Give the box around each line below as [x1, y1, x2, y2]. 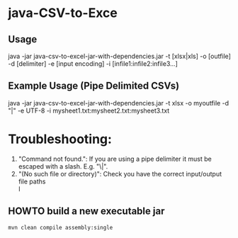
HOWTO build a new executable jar [8, 205, 165, 217]
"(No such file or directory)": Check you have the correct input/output [18, 169, 222, 178]
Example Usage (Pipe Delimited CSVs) [8, 80, 180, 92]
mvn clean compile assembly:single [8, 224, 113, 231]
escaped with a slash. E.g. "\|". [18, 161, 108, 171]
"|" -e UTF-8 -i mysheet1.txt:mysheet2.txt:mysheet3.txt [8, 106, 170, 115]
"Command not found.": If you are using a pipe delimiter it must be [18, 154, 212, 163]
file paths [18, 177, 46, 186]
